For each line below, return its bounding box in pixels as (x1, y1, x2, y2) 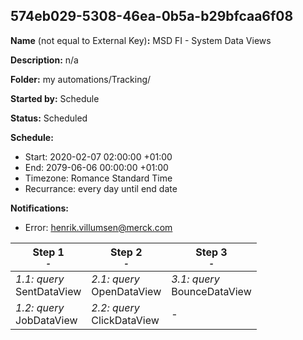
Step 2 (110, 245, 143, 259)
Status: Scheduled (10, 112, 88, 124)
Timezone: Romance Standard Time (24, 172, 173, 184)
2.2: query (91, 300, 140, 314)
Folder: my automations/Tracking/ (10, 73, 152, 85)
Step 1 (32, 245, 65, 259)
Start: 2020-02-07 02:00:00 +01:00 (24, 150, 173, 163)
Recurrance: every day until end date (24, 182, 178, 194)
